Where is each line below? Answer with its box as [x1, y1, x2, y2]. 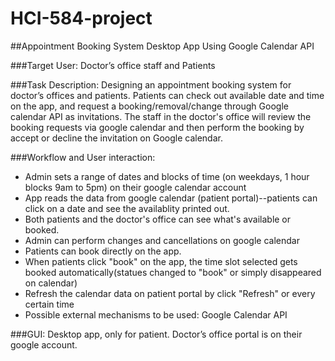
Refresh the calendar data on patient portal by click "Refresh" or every [24, 287, 316, 299]
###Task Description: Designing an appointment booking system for [10, 78, 292, 91]
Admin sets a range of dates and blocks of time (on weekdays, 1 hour [24, 170, 310, 182]
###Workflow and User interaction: [10, 151, 156, 163]
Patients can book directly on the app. [24, 245, 182, 257]
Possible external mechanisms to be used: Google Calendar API [24, 308, 288, 321]
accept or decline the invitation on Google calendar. [10, 132, 223, 144]
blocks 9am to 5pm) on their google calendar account [24, 181, 247, 193]
